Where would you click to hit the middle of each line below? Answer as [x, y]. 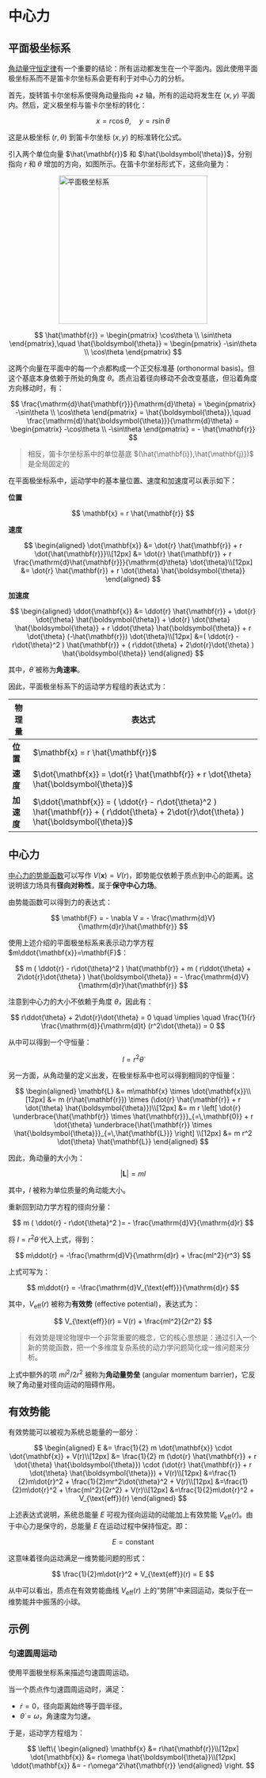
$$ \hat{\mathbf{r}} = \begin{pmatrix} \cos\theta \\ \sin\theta [133, 335]
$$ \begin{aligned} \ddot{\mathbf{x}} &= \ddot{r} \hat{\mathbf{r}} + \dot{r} [133, 611]
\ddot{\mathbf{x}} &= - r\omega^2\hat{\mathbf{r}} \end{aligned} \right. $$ [133, 1765]
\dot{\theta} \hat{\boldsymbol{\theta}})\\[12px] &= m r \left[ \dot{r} [133, 1108]
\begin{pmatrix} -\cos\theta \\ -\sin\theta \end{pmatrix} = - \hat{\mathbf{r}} [133, 429]
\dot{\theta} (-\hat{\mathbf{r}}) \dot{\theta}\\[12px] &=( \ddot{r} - [133, 636]
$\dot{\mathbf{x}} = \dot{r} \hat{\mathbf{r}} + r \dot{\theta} [142, 774]
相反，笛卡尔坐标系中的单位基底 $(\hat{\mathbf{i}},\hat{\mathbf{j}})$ [141, 454]
